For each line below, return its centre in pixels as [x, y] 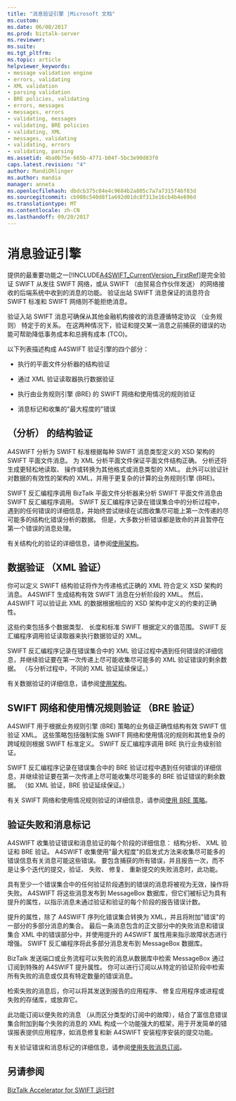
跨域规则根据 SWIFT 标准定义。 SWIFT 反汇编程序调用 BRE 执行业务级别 [111, 744]
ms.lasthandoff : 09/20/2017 [48, 217]
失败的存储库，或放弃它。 [44, 999]
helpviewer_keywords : [39, 66]
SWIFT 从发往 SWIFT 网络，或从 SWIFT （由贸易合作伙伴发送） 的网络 [117, 283]
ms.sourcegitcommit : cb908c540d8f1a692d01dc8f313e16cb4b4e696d [102, 197]
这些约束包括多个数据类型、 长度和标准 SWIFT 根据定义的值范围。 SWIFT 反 [117, 627]
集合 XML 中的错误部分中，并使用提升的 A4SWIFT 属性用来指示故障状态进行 [117, 934]
